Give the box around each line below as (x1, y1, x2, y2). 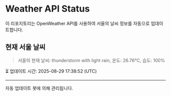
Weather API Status (5, 3, 90, 15)
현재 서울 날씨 (5, 43, 46, 52)
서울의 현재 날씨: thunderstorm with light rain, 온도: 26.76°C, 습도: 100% (17, 57, 165, 63)
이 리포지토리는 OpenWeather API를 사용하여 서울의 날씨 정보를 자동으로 (5, 20, 150, 26)
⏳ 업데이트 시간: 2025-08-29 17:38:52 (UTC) (5, 68, 97, 74)
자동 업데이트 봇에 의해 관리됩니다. (5, 85, 73, 91)
